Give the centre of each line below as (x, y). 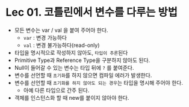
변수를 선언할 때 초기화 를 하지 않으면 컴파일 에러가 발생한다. (83, 75)
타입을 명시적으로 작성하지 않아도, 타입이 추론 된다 (71, 52)
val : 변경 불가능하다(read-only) (61, 45)
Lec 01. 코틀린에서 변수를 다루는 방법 (92, 12)
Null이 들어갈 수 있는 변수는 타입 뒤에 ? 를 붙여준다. (74, 67)
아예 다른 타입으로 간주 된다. (56, 90)
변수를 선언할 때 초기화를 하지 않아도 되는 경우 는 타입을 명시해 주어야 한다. (98, 82)
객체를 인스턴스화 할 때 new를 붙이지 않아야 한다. (72, 97)
